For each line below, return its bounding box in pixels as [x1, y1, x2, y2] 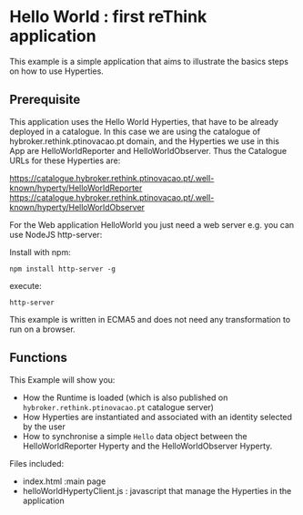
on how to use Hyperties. [9, 66, 105, 77]
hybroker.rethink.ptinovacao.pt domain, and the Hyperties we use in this [9, 135, 280, 147]
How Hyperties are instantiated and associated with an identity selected [22, 411, 293, 422]
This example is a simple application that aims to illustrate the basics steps [9, 56, 289, 67]
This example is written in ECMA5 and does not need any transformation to [9, 314, 291, 324]
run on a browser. [9, 324, 76, 335]
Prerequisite [9, 92, 81, 108]
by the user [22, 421, 66, 432]
